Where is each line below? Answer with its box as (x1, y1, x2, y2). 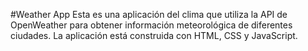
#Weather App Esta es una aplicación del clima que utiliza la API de (10, 9, 288, 20)
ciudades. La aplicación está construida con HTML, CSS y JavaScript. (10, 30, 298, 41)
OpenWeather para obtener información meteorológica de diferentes (10, 19, 293, 31)
